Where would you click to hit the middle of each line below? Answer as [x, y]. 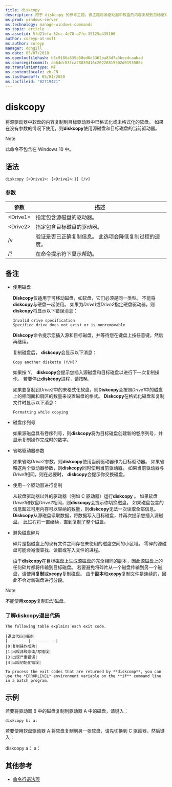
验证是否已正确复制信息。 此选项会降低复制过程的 [95, 237]
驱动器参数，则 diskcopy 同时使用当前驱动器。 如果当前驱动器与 [97, 468]
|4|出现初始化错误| [23, 662]
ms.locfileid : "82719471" [33, 82]
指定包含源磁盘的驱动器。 [66, 217]
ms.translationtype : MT [31, 67]
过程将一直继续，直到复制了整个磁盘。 [68, 522]
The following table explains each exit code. [56, 626]
